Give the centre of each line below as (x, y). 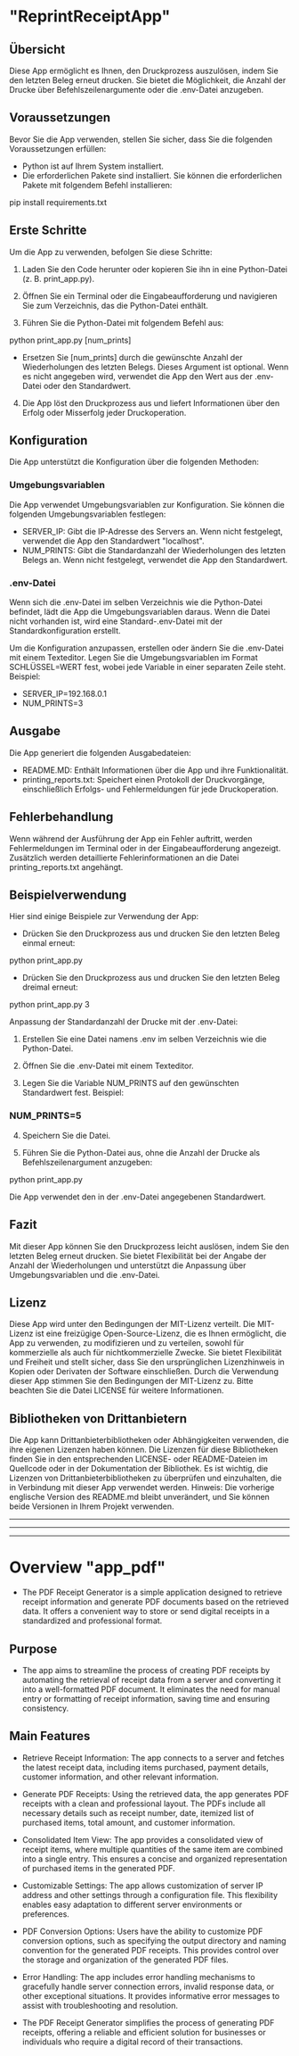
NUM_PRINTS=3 (53, 703)
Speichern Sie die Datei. (66, 1135)
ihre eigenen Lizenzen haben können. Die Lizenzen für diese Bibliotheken (144, 1450)
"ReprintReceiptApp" (90, 17)
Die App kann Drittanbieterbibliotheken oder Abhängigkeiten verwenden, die (149, 1440)
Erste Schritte (48, 231)
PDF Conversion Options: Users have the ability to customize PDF (142, 1931)
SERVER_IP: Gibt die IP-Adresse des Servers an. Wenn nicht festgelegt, (152, 531)
